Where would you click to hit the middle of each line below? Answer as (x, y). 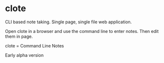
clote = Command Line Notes (35, 46)
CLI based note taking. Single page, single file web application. (69, 22)
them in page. (19, 36)
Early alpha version (24, 55)
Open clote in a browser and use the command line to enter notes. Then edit (82, 31)
